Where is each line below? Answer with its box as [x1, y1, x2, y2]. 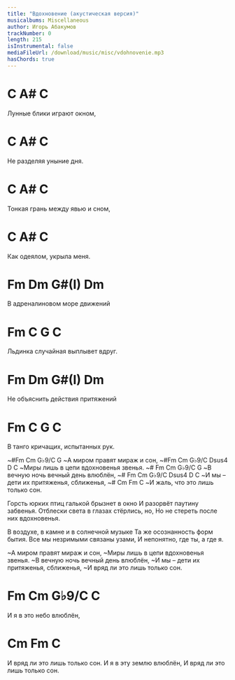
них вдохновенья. [7, 514, 61, 523]
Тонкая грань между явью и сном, [7, 204, 111, 213]
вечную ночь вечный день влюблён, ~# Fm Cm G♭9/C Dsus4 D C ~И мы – [7, 471, 226, 479]
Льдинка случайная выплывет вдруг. [7, 347, 117, 355]
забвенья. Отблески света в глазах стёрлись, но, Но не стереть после [7, 507, 218, 515]
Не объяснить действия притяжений [7, 395, 117, 403]
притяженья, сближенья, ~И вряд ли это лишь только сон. [7, 564, 183, 572]
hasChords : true [7, 56, 55, 63]
